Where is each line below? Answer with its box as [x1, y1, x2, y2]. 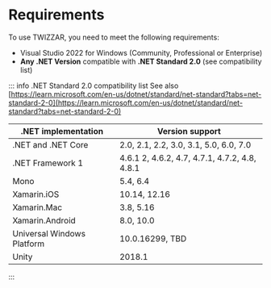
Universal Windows [12, 227, 86, 239]
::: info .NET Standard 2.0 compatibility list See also [8, 81, 179, 90]
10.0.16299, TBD [119, 232, 187, 244]
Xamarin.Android [12, 215, 77, 226]
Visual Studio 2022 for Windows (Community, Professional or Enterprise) [19, 48, 263, 57]
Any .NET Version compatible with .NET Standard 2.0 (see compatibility [19, 56, 262, 66]
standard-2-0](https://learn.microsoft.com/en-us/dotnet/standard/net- [8, 98, 244, 107]
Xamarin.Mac [12, 202, 63, 213]
